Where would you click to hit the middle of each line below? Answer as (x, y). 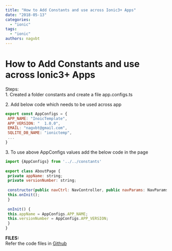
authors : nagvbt (23, 39)
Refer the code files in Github (36, 243)
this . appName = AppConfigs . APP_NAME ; (48, 214)
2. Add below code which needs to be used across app (63, 104)
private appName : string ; (35, 176)
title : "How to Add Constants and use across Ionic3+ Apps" (71, 10)
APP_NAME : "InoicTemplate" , (37, 118)
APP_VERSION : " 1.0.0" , (34, 123)
